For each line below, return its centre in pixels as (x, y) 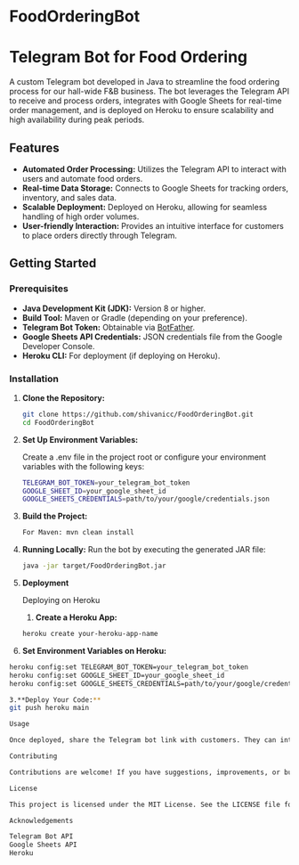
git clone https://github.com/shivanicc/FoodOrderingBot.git (138, 414)
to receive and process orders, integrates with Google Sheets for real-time (145, 101)
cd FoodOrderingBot (58, 422)
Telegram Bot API (41, 836)
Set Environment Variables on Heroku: (94, 650)
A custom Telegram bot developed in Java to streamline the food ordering (145, 82)
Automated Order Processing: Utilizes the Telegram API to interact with (154, 169)
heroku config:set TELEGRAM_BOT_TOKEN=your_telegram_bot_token (129, 667)
